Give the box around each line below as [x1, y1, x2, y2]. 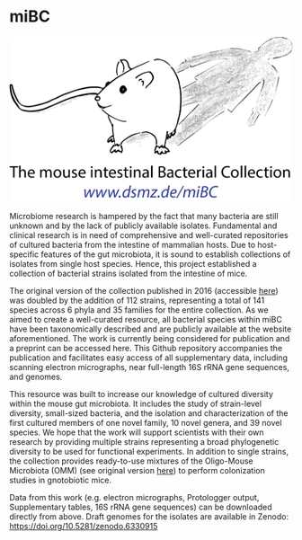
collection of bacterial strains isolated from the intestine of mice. [9, 268, 248, 279]
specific [9, 249, 40, 260]
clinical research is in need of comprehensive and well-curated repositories [9, 229, 289, 240]
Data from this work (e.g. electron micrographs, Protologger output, [9, 491, 260, 502]
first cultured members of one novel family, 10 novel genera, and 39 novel [9, 417, 282, 428]
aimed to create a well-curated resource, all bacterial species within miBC [9, 314, 283, 324]
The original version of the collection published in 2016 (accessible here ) [9, 285, 279, 296]
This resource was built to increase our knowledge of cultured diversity [9, 388, 274, 399]
